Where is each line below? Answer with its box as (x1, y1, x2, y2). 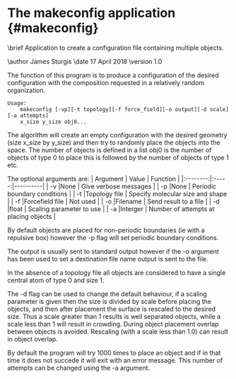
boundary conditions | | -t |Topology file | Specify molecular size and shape (7, 189, 228, 198)
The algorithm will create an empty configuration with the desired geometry (7, 130, 228, 139)
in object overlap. (7, 334, 58, 343)
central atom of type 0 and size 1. (7, 276, 105, 284)
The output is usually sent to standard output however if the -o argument (7, 247, 219, 256)
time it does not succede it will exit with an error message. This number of (7, 356, 223, 364)
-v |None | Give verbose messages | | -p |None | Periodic (49, 182, 217, 191)
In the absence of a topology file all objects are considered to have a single (7, 268, 226, 277)
